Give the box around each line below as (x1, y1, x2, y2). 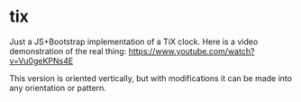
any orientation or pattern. (9, 82, 106, 93)
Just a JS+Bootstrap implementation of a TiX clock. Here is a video (9, 36, 259, 47)
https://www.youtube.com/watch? (128, 45, 255, 56)
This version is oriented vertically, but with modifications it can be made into (9, 72, 293, 83)
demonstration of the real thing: (9, 45, 127, 56)
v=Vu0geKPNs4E (9, 55, 74, 66)
